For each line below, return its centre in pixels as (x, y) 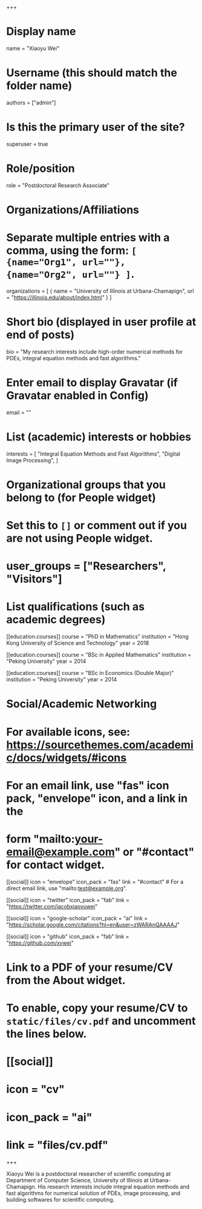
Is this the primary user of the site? (96, 127)
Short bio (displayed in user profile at (101, 322)
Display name (41, 32)
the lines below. (47, 1034)
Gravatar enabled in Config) (78, 396)
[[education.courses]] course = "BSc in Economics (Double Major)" (90, 673)
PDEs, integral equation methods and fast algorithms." (73, 358)
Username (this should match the (92, 73)
